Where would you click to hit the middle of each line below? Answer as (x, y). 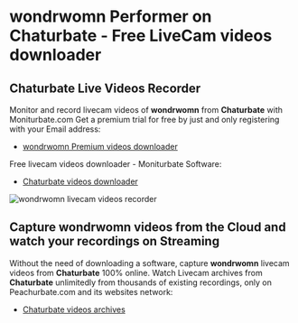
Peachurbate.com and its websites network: (91, 291)
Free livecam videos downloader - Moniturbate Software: (116, 164)
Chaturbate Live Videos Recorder (105, 88)
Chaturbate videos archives (74, 309)
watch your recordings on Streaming (114, 241)
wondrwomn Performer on (111, 17)
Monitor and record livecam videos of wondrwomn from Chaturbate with (146, 110)
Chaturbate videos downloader (80, 181)
